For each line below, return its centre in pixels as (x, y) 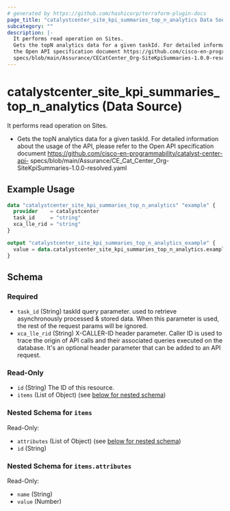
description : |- (30, 33)
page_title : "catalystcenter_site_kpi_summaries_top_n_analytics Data (110, 20)
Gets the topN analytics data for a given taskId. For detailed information (118, 138)
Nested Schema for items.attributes (69, 466)
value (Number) (39, 501)
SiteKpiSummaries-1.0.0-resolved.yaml (72, 168)
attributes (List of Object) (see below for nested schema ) (99, 441)
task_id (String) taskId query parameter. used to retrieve (97, 312)
